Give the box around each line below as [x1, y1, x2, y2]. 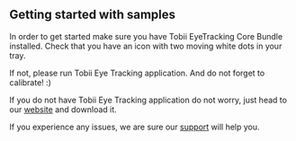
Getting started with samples [9, 7, 175, 22]
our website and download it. [9, 103, 117, 115]
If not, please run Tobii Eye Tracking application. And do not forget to [9, 67, 265, 78]
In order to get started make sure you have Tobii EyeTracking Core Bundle [9, 31, 283, 41]
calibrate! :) [9, 76, 52, 88]
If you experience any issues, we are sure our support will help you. [9, 121, 260, 132]
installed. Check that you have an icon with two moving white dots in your [9, 40, 283, 51]
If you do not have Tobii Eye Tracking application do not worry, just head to [9, 94, 288, 105]
